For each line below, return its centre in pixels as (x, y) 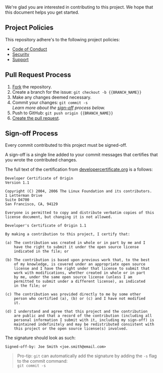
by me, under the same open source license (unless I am (73, 277)
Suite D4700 (17, 200)
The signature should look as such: (40, 338)
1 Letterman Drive (24, 196)
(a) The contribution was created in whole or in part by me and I (75, 243)
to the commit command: (42, 361)
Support (20, 59)
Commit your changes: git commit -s (50, 102)
